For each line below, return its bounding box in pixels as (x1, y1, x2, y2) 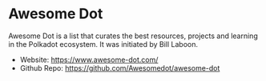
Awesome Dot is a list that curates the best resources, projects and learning (8, 31, 258, 40)
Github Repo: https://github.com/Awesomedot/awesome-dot (19, 63, 220, 72)
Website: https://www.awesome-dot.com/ (19, 55, 159, 64)
